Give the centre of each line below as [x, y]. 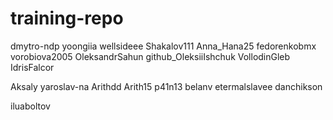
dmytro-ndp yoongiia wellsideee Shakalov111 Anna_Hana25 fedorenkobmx [163, 46]
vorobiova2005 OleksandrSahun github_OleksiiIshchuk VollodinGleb [150, 56]
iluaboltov [30, 106]
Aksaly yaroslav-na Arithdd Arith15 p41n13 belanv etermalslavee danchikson [166, 86]
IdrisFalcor [32, 67]
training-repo [67, 18]
